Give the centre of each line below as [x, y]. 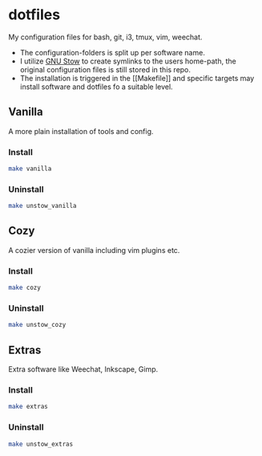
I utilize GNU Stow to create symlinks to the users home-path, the [128, 61]
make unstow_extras [41, 444]
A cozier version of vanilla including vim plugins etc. [94, 250]
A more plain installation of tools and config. [81, 131]
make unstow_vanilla [43, 206]
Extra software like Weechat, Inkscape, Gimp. [83, 369]
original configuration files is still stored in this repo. [105, 69]
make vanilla [30, 169]
